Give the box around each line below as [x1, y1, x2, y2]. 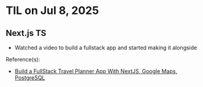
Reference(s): [6, 56, 40, 63]
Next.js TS [6, 28, 47, 38]
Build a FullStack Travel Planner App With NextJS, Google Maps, [14, 68, 178, 75]
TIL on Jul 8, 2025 [6, 4, 99, 18]
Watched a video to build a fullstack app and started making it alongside [14, 44, 197, 51]
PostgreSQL [14, 74, 45, 81]
